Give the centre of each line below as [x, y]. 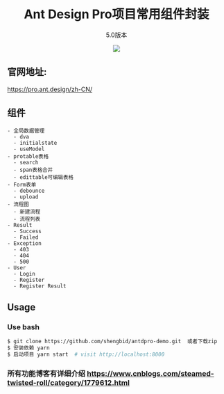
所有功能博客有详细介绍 [46, 373]
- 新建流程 [27, 212]
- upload [26, 197]
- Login [25, 274]
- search [26, 162]
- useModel [29, 149]
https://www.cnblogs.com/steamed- [150, 373]
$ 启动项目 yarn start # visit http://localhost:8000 [86, 354]
